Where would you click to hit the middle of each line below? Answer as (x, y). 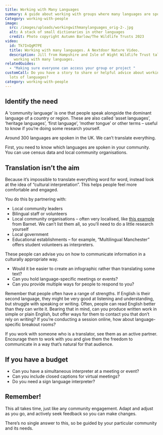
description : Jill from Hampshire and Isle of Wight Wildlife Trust (80, 55)
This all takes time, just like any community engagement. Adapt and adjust (79, 408)
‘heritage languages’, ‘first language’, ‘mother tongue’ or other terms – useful (81, 123)
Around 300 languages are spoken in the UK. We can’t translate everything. (81, 138)
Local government (30, 234)
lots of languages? (29, 77)
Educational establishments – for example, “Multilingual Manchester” (81, 240)
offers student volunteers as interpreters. (53, 245)
